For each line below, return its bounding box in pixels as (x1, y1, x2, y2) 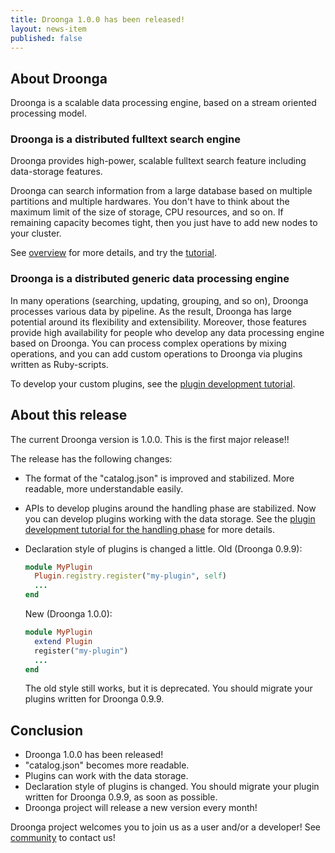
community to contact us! (10, 832, 116, 844)
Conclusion (10, 722, 84, 739)
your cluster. (10, 227, 62, 240)
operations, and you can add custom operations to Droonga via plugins (10, 347, 303, 360)
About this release (10, 407, 128, 424)
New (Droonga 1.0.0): (24, 608, 113, 620)
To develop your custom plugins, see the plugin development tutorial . (10, 377, 296, 390)
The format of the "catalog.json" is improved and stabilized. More (24, 472, 295, 484)
